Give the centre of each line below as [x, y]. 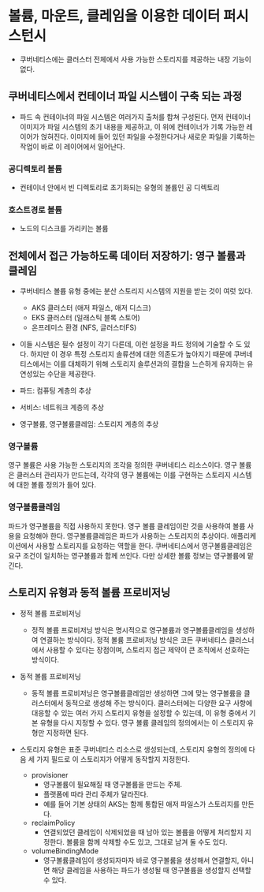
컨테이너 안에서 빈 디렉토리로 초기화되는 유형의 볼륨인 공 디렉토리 [119, 188]
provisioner [50, 774]
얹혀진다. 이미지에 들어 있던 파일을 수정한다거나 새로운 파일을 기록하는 [148, 136]
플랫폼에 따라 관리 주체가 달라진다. [96, 794]
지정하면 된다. [67, 732]
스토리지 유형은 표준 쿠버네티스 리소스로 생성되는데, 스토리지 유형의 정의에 [133, 749]
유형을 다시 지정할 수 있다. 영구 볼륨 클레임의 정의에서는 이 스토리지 [143, 722]
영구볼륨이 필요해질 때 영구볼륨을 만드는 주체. [113, 784]
